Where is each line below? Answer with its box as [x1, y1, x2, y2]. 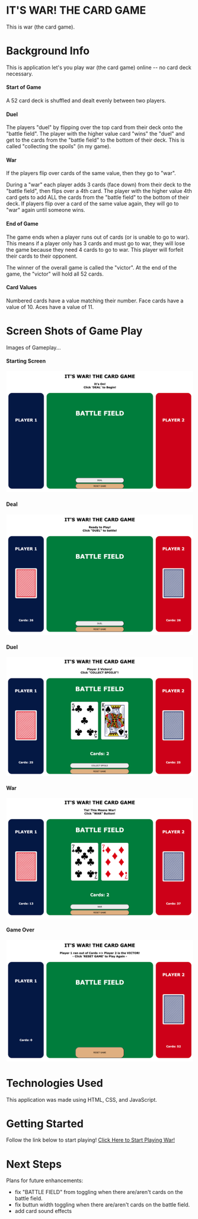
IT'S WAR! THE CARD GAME [6, 4, 146, 17]
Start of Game [6, 84, 41, 91]
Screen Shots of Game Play [6, 324, 143, 338]
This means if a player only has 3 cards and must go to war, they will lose [6, 239, 185, 247]
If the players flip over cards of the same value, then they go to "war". [6, 170, 176, 177]
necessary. [6, 70, 34, 77]
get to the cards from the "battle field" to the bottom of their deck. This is [6, 136, 185, 143]
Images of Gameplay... [6, 343, 61, 351]
